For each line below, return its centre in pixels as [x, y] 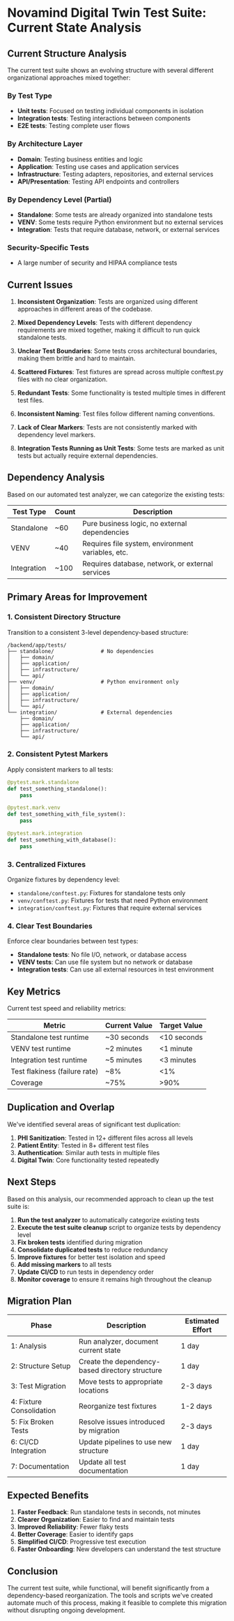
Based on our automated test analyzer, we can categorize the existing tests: [116, 494]
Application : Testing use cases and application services [98, 166]
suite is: [18, 1206]
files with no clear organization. [62, 379]
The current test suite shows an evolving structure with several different [110, 70]
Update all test [103, 1462]
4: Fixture [26, 1402]
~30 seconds [127, 1037]
